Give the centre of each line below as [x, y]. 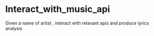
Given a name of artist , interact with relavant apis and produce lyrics [77, 23]
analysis [14, 28]
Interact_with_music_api [58, 9]
